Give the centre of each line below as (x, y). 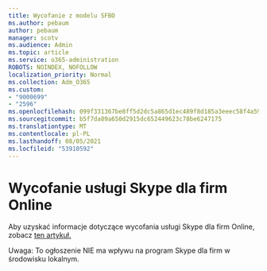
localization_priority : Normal (60, 75)
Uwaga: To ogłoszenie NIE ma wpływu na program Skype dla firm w (119, 250)
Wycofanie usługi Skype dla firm (118, 188)
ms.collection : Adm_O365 (49, 82)
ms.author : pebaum (39, 23)
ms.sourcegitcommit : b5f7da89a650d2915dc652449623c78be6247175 (115, 119)
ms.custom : (26, 89)
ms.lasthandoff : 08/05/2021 (55, 141)
